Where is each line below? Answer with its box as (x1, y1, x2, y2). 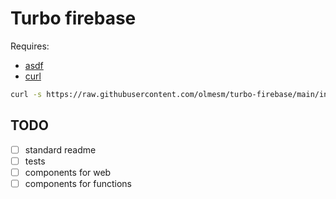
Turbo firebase (10, 7, 137, 30)
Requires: (10, 40, 50, 52)
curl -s (10, 89, 43, 99)
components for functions (24, 177, 133, 189)
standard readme (24, 143, 97, 156)
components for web (24, 166, 112, 178)
